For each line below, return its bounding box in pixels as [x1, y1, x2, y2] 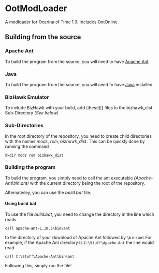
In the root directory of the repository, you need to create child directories [5, 133, 152, 139]
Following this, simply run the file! [5, 263, 72, 269]
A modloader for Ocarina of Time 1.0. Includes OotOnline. [5, 19, 119, 25]
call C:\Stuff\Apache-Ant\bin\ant [5, 254, 75, 259]
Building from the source [5, 33, 81, 41]
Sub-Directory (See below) [5, 110, 58, 116]
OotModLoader [5, 3, 68, 14]
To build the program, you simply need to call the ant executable [5, 175, 133, 181]
